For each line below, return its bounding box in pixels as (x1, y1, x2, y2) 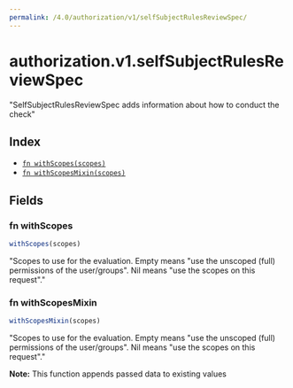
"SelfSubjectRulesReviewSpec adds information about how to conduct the (9, 99, 281, 110)
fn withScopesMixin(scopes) (21, 169, 126, 178)
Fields (9, 192, 44, 208)
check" (9, 108, 35, 120)
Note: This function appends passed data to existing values (9, 369, 227, 379)
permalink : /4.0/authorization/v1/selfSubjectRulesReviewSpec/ (9, 12, 248, 22)
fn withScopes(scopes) (21, 159, 106, 168)
